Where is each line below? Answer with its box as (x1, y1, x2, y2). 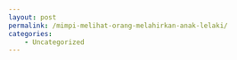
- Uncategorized (24, 37, 86, 47)
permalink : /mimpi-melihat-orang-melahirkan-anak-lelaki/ (8, 21, 228, 30)
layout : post (8, 12, 57, 22)
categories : (8, 29, 53, 38)
